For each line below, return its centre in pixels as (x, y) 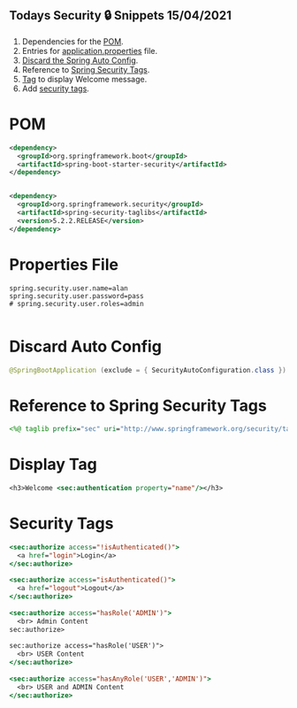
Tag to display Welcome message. (84, 79)
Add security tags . (56, 88)
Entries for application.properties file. (90, 50)
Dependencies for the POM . (72, 41)
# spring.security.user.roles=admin (76, 304)
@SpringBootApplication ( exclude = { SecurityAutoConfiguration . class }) (148, 370)
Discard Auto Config (85, 346)
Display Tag (53, 465)
